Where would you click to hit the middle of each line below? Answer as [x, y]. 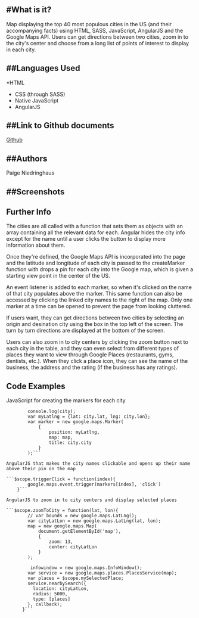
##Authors [27, 158]
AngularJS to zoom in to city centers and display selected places [92, 500]
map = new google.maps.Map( [62, 526]
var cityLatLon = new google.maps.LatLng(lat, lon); [94, 521]
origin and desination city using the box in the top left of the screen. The [95, 324]
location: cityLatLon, [61, 589]
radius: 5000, [50, 594]
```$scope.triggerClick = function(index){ [61, 479]
